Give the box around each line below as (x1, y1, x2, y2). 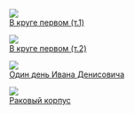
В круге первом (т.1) (9, 18, 85, 27)
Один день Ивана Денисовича (9, 69, 125, 80)
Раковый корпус (9, 95, 71, 105)
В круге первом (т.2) (9, 43, 87, 53)
